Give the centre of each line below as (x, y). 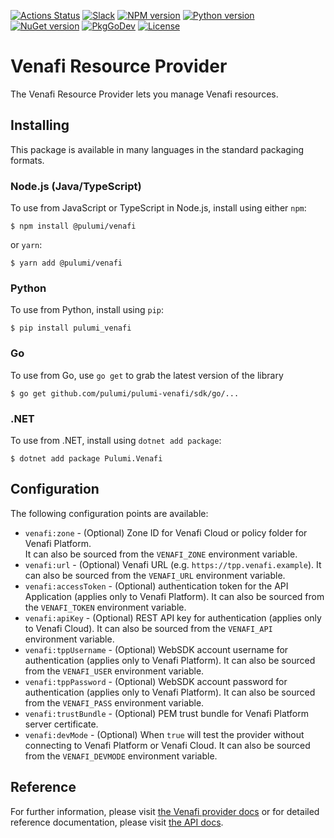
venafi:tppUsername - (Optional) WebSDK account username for (156, 649)
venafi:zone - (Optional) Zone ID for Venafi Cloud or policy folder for (166, 532)
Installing (40, 125)
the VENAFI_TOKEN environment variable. (105, 607)
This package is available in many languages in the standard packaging (157, 149)
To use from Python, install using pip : (87, 310)
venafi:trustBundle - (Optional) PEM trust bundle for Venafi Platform (166, 713)
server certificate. (61, 724)
